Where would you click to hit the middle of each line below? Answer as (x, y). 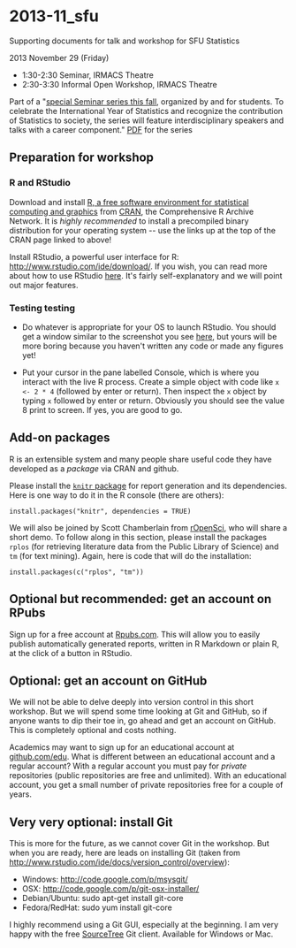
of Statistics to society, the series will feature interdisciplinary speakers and (147, 120)
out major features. (44, 285)
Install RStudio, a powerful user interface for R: (94, 256)
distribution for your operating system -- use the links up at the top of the (143, 230)
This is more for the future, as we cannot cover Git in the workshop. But (139, 844)
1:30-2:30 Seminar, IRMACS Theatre (88, 75)
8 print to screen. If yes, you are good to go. (102, 409)
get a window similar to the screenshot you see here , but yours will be (149, 336)
